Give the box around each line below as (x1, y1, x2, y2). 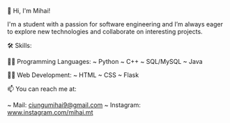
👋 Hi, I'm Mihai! (7, 7, 51, 15)
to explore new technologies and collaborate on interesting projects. (7, 28, 204, 35)
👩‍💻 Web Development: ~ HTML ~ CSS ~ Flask (7, 71, 139, 79)
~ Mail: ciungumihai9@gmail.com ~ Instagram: (7, 101, 141, 109)
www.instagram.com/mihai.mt (7, 108, 93, 116)
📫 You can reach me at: (7, 85, 77, 93)
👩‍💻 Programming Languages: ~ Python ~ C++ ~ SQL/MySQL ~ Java (7, 58, 204, 65)
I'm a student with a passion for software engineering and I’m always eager (7, 20, 223, 28)
